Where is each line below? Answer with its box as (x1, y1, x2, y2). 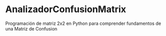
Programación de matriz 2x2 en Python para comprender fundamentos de (5, 20, 161, 26)
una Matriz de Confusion (5, 25, 58, 31)
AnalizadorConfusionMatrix (5, 4, 126, 15)
